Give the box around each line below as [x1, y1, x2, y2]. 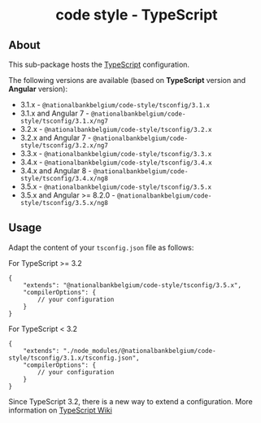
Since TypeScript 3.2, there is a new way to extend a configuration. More [8, 396, 254, 406]
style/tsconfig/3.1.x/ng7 [20, 117, 108, 125]
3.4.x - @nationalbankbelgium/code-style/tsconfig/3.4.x [20, 157, 213, 167]
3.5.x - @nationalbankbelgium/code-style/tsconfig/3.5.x [20, 181, 212, 191]
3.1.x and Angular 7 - [20, 108, 89, 118]
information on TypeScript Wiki [8, 405, 112, 415]
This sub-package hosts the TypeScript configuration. [8, 59, 189, 69]
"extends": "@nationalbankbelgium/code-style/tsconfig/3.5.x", [23, 281, 242, 290]
